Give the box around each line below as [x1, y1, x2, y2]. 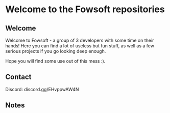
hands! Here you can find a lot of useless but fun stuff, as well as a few [5, 43, 155, 49]
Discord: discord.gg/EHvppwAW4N [5, 86, 79, 92]
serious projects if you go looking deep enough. [5, 48, 106, 54]
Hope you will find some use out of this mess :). [5, 58, 106, 64]
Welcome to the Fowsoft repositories [5, 4, 165, 15]
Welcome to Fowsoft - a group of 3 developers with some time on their [5, 37, 154, 43]
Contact [5, 73, 32, 81]
